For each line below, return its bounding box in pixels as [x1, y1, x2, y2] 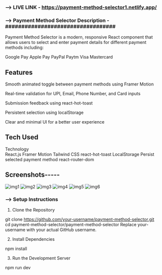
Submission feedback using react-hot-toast [5, 100, 93, 106]
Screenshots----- [5, 170, 60, 179]
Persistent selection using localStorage [5, 109, 84, 116]
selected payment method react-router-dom [5, 156, 94, 162]
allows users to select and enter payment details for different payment [5, 40, 147, 45]
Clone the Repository [12, 207, 55, 212]
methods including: [5, 44, 44, 50]
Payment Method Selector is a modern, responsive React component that [5, 34, 153, 40]
